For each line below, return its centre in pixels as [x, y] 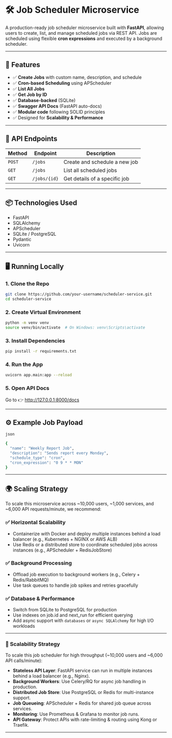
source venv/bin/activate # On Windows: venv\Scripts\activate [75, 327]
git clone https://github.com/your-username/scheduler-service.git [79, 294]
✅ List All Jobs [29, 89]
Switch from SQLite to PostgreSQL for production [64, 610]
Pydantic [22, 239]
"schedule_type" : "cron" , [38, 458]
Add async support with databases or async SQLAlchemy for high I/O [83, 621]
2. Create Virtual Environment [43, 312]
